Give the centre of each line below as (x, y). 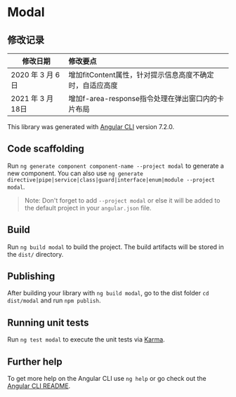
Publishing (31, 277)
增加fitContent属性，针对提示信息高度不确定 (141, 75)
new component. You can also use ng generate (76, 173)
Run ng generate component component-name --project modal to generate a (116, 166)
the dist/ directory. (35, 254)
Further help (35, 362)
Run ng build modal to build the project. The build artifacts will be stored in (116, 247)
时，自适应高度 (93, 85)
